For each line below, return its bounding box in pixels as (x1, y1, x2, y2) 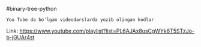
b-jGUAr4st (6, 34, 35, 41)
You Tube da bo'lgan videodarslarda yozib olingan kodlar (6, 17, 154, 23)
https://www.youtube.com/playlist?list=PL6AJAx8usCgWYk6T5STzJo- (19, 27, 195, 34)
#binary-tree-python (6, 5, 57, 12)
